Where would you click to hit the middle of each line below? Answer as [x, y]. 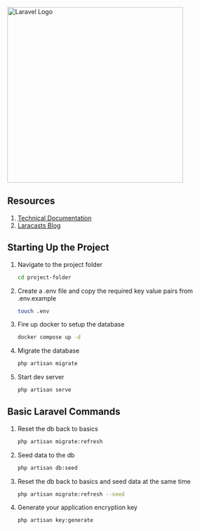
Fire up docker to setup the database [71, 324]
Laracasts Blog [39, 225]
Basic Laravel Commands [64, 412]
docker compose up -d [49, 337]
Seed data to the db [46, 455]
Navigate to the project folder [60, 264]
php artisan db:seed [47, 468]
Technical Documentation [54, 218]
